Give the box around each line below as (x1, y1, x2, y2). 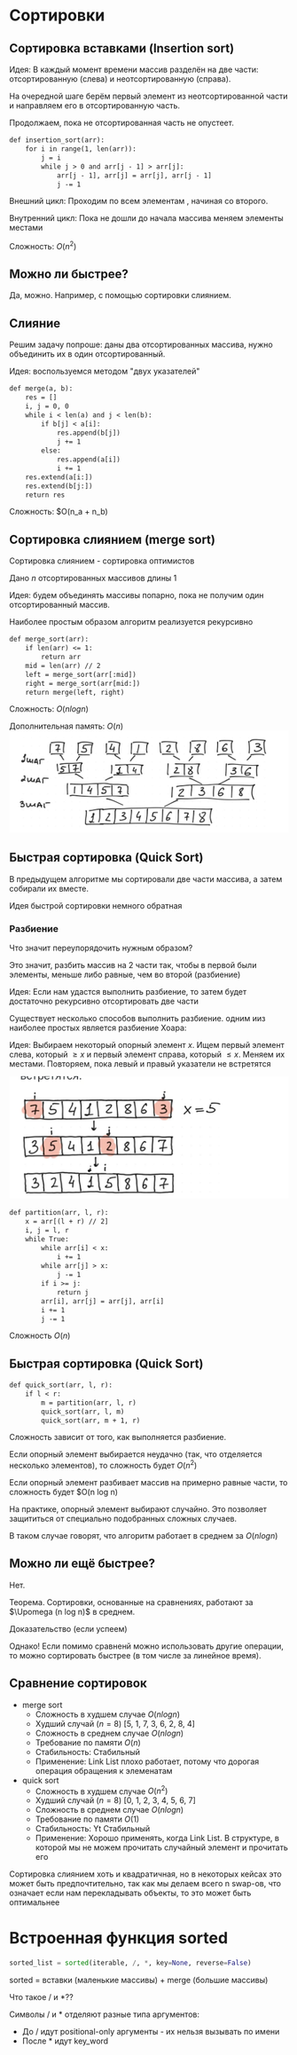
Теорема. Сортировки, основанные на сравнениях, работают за (9, 1596, 254, 1607)
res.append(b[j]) (56, 429, 121, 437)
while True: (25, 1235, 69, 1244)
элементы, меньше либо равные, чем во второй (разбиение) (9, 969, 241, 980)
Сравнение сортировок (9, 1676, 148, 1691)
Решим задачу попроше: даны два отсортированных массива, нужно (9, 339, 273, 350)
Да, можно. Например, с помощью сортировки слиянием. (9, 290, 232, 301)
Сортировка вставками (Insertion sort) (9, 41, 235, 56)
